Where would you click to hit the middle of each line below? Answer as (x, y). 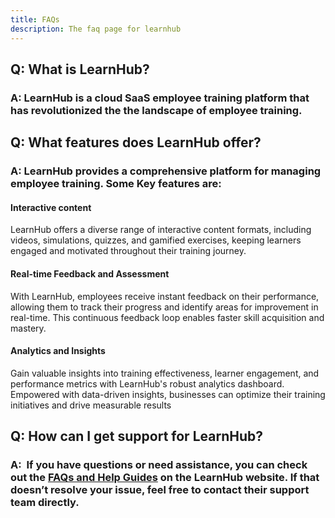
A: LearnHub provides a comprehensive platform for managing (166, 171)
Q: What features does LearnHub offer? (136, 142)
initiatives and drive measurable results (91, 405)
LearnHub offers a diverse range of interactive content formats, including (161, 230)
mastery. (28, 328)
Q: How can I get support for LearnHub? (136, 436)
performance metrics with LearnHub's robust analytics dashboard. (147, 383)
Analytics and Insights (58, 351)
